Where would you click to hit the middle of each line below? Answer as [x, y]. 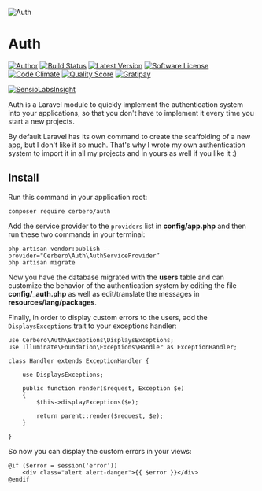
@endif [19, 479]
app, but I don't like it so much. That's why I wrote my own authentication [127, 145]
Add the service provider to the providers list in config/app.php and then [127, 226]
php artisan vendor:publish [54, 249]
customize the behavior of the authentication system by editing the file [123, 285]
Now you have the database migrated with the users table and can [116, 277]
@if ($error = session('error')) [63, 465]
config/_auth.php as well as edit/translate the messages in [104, 293]
